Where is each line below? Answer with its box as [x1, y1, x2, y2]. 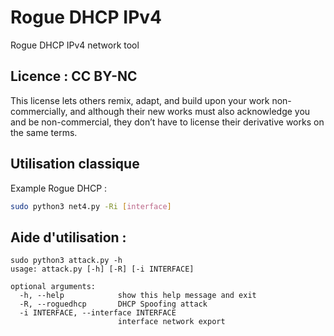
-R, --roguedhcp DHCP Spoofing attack [19, 299, 208, 310]
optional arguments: [10, 282, 97, 292]
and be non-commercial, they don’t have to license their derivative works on [10, 116, 325, 128]
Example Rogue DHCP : [10, 182, 108, 194]
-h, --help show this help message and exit [19, 291, 257, 301]
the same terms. [10, 126, 78, 138]
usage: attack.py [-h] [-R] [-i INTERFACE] [10, 264, 195, 275]
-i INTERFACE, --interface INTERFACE [19, 308, 177, 318]
